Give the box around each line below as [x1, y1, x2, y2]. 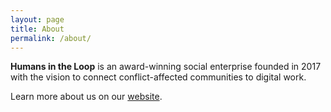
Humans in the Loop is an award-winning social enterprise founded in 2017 [10, 61, 322, 73]
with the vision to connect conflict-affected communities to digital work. [10, 71, 307, 83]
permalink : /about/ [10, 33, 92, 43]
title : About [10, 24, 65, 34]
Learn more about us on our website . [10, 91, 163, 103]
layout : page [10, 14, 65, 25]
